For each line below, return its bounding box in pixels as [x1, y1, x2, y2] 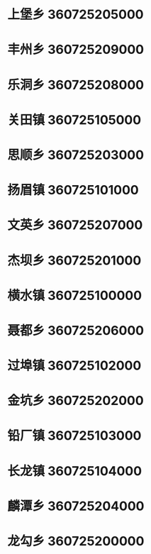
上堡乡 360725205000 [7, 6, 144, 23]
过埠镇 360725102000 [7, 358, 142, 374]
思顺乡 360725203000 [7, 147, 144, 163]
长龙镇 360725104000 [7, 462, 142, 479]
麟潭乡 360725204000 [7, 498, 145, 514]
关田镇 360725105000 [7, 111, 142, 128]
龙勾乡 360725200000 [7, 533, 145, 549]
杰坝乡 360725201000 [7, 253, 142, 268]
